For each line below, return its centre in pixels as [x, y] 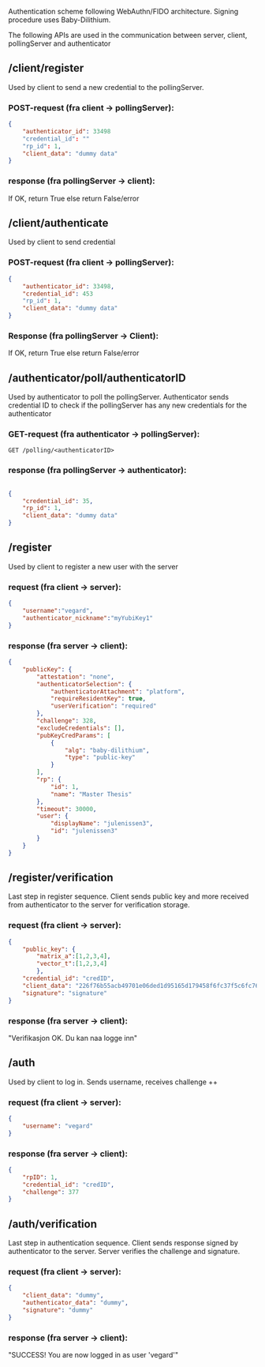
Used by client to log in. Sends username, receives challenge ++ [113, 1082]
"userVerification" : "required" [103, 706]
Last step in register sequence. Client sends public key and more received [129, 896]
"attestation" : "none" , [75, 677]
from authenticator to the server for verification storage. [99, 905]
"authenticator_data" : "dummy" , [75, 1303]
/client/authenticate [58, 223]
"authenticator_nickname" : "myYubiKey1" [88, 618]
